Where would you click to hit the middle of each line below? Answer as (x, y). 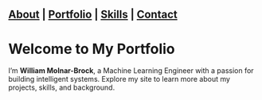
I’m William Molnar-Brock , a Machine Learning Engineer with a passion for (131, 71)
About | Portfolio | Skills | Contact (93, 15)
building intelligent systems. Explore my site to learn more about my (119, 79)
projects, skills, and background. (62, 87)
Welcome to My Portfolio (92, 49)
